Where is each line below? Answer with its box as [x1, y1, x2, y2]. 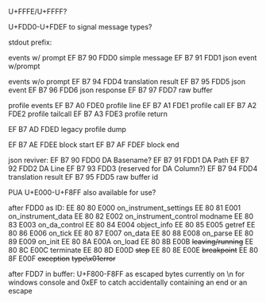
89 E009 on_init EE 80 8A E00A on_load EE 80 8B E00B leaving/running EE [8, 237, 254, 246]
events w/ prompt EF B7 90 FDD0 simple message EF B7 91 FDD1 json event [8, 53, 257, 62]
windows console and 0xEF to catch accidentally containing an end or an [8, 278, 248, 287]
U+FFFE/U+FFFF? [8, 7, 67, 16]
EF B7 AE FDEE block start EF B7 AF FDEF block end [8, 140, 180, 150]
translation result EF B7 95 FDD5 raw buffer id [8, 173, 159, 181]
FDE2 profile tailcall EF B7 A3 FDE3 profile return [8, 109, 168, 118]
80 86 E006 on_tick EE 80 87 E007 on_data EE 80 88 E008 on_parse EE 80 [8, 228, 254, 238]
